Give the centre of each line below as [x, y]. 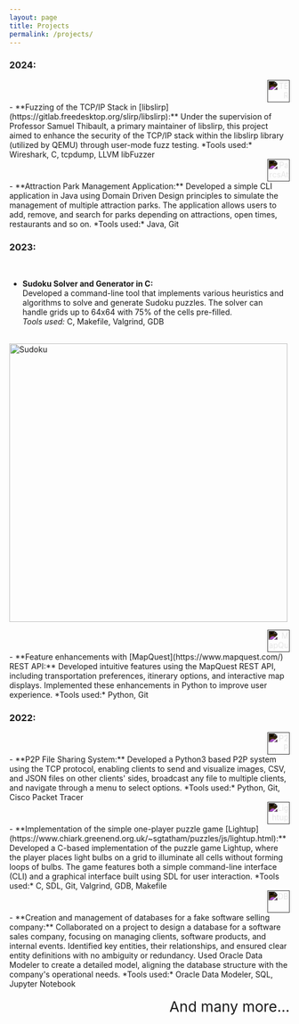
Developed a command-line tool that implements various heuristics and [153, 293]
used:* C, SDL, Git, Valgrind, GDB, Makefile [88, 886]
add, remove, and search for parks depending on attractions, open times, [143, 214]
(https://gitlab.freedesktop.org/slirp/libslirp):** [94, 116]
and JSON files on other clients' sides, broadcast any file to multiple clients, [148, 778]
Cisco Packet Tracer [46, 798]
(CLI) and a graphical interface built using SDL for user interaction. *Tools [145, 877]
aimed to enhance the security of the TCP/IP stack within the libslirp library [147, 135]
